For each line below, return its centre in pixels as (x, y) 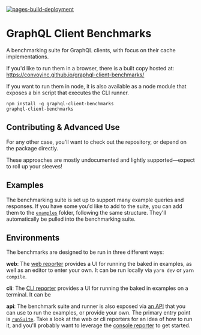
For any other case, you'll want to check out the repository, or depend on (97, 142)
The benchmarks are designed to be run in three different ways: (85, 252)
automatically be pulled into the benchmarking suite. (71, 219)
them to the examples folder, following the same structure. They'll (86, 212)
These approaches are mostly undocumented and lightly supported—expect (100, 160)
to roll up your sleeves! (34, 166)
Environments (33, 238)
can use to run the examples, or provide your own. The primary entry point (98, 313)
